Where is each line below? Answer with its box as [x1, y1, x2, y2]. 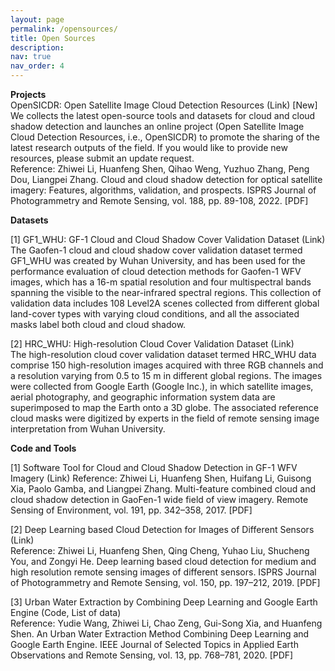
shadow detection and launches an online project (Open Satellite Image [10, 121, 305, 132]
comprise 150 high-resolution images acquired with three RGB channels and [10, 359, 324, 371]
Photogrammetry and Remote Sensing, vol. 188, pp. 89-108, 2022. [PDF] [10, 195, 309, 206]
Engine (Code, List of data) [10, 607, 122, 618]
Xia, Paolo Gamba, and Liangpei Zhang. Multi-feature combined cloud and [10, 483, 317, 495]
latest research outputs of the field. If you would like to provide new [10, 142, 288, 153]
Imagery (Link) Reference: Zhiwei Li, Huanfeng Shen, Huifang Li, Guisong [10, 472, 312, 484]
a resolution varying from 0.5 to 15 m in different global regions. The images [10, 370, 323, 381]
